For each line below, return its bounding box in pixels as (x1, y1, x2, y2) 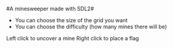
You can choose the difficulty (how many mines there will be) (14, 23, 167, 30)
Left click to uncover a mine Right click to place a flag (6, 35, 139, 41)
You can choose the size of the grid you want (14, 17, 128, 23)
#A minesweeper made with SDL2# (6, 5, 95, 12)
